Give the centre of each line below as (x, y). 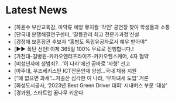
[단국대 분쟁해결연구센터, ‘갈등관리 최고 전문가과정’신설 (77, 34)
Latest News (37, 10)
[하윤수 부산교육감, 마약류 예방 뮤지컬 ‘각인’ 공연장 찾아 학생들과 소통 (92, 27)
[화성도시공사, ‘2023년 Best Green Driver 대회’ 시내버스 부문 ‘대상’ (90, 85)
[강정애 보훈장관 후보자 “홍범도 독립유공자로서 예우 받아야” (80, 41)
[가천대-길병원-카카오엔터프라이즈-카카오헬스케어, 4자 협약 (81, 56)
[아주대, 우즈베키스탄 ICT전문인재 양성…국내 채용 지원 (75, 71)
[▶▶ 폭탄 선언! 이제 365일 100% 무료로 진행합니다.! (74, 49)
